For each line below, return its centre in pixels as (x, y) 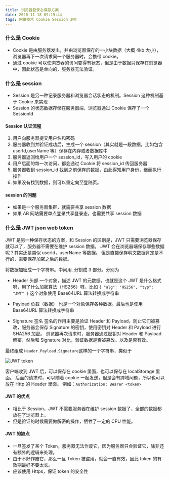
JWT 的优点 (18, 396)
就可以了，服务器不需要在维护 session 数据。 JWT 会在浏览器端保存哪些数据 (85, 246)
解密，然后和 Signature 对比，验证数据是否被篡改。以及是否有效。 (81, 340)
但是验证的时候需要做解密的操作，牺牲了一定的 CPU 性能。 (74, 421)
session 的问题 (21, 195)
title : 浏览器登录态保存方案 (32, 10)
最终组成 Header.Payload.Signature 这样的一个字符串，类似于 (69, 350)
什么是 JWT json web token (39, 228)
